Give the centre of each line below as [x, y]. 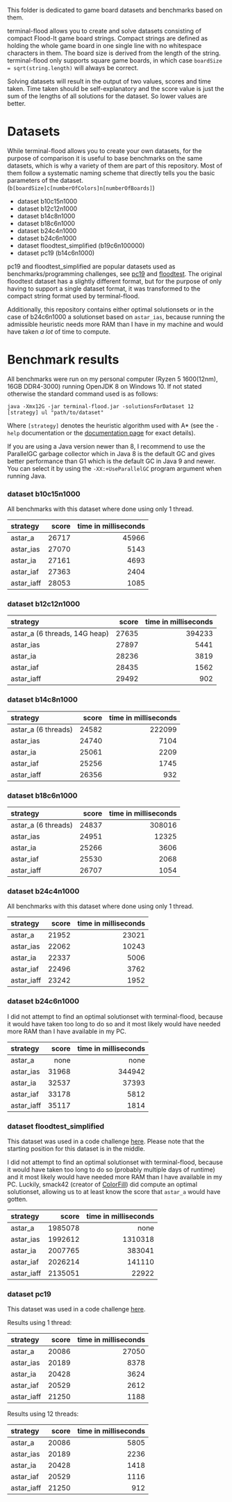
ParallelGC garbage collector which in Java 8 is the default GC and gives [111, 453]
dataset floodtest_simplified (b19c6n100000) [81, 245]
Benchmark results [63, 360]
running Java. [27, 476]
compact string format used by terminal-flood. [74, 296]
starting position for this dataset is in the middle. [76, 1148]
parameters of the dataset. [45, 180]
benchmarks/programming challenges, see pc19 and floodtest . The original [115, 273]
